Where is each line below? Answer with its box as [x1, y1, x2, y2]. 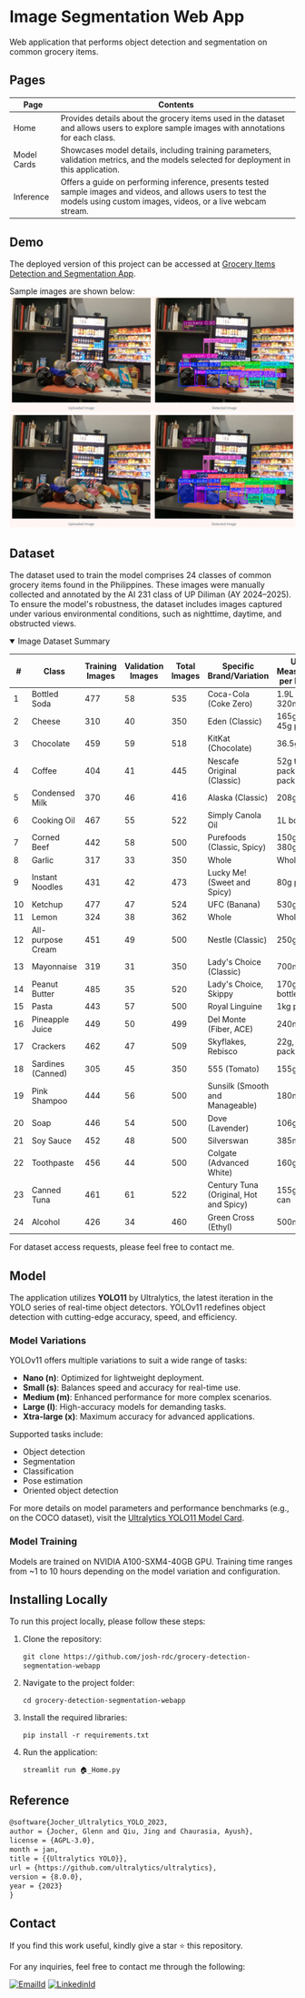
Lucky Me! [207, 867, 247, 877]
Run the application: [22, 1747, 98, 1758]
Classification [22, 1466, 74, 1476]
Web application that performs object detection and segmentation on [9, 36, 268, 47]
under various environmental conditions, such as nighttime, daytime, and [9, 608, 282, 620]
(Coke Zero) [207, 698, 253, 709]
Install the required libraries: [22, 1712, 128, 1723]
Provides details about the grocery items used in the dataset [60, 112, 285, 124]
